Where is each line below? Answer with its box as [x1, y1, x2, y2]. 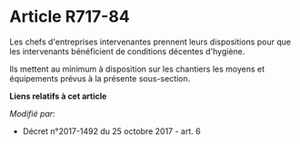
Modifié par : [9, 108, 56, 119]
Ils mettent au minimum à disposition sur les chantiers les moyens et [9, 63, 265, 74]
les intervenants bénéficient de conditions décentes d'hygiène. [9, 45, 245, 56]
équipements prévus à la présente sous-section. [9, 72, 191, 83]
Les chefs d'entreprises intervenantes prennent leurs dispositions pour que [9, 36, 292, 47]
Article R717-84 [9, 6, 130, 27]
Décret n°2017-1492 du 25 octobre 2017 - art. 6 [22, 125, 202, 137]
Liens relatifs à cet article [9, 91, 107, 101]
